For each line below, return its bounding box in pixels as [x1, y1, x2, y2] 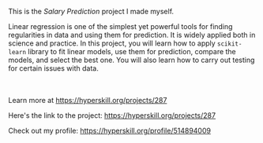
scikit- [216, 40, 242, 48]
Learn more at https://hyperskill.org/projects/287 [8, 96, 167, 104]
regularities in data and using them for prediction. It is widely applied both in [8, 31, 256, 39]
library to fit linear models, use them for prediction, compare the [27, 47, 237, 56]
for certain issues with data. [8, 64, 99, 73]
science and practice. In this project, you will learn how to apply [8, 38, 216, 48]
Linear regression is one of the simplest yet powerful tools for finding [8, 22, 233, 31]
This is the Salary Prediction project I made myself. [8, 7, 175, 16]
